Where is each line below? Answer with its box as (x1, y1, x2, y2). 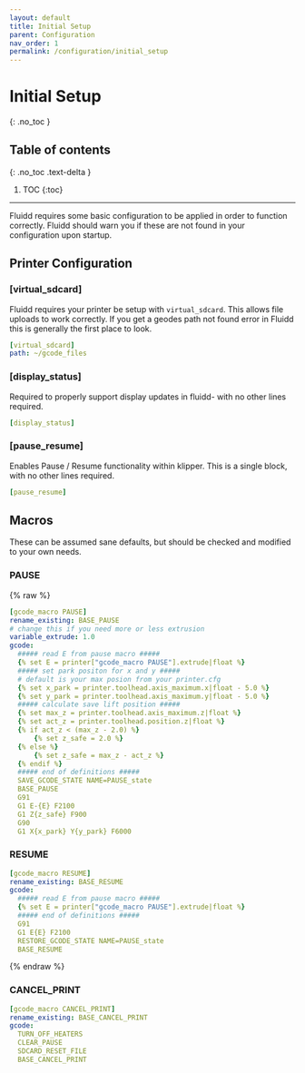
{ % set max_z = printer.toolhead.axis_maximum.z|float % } (17, 709, 242, 718)
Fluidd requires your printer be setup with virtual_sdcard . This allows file (9, 303, 284, 314)
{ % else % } (17, 742, 59, 752)
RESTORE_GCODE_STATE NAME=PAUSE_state (17, 936, 165, 945)
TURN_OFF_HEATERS (17, 1029, 84, 1039)
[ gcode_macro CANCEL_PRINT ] (9, 1004, 116, 1013)
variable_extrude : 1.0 (9, 633, 95, 642)
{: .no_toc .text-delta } (9, 166, 92, 177)
